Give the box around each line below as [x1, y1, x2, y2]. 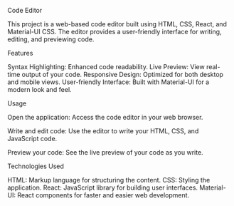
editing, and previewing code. [7, 35, 95, 43]
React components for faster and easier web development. [17, 191, 190, 199]
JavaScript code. [7, 135, 58, 143]
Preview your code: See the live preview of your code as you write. [7, 148, 204, 156]
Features [7, 49, 33, 57]
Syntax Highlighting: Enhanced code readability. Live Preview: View [7, 63, 205, 71]
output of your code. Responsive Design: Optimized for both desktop [21, 71, 224, 78]
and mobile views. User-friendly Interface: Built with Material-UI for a [7, 78, 210, 86]
